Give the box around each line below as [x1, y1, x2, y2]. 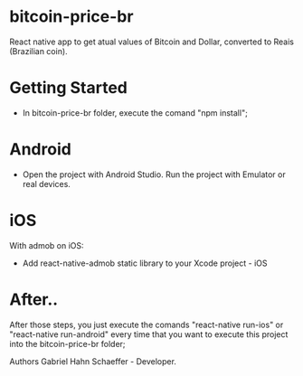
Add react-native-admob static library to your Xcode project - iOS [22, 258, 268, 268]
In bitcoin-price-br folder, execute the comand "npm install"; [22, 107, 249, 118]
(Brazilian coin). [9, 45, 68, 56]
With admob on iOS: [9, 240, 84, 250]
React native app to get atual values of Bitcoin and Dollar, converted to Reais [9, 36, 294, 47]
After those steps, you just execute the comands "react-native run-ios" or [9, 319, 284, 330]
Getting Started [9, 78, 128, 99]
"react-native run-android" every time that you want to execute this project [9, 328, 289, 340]
